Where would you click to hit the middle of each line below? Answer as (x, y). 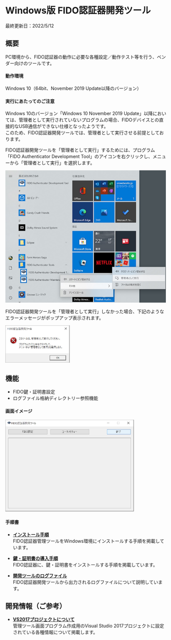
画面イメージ (19, 411)
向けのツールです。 (34, 63)
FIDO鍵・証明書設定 (34, 391)
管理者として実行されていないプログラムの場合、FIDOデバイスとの (89, 120)
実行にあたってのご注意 (30, 101)
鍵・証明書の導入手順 (35, 558)
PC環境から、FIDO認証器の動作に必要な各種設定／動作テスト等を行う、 (81, 57)
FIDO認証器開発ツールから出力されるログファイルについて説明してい (85, 582)
